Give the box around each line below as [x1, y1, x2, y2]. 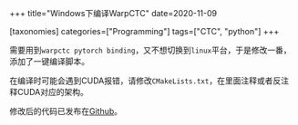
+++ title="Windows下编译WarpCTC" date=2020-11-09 [9, 8, 217, 18]
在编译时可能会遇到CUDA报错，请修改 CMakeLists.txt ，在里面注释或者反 [9, 75, 282, 86]
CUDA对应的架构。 [16, 87, 88, 97]
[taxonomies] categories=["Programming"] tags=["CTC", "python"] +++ [9, 26, 280, 36]
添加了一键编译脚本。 [9, 56, 89, 66]
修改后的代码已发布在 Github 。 [9, 106, 123, 116]
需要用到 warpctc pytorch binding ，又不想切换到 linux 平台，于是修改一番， [9, 44, 292, 55]
